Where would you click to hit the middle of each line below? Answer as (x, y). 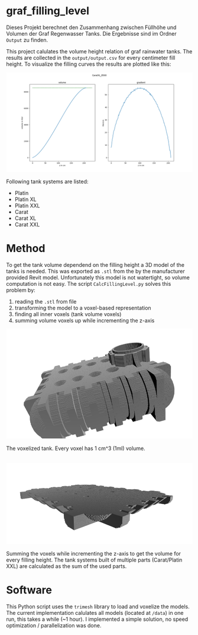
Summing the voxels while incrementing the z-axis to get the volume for (94, 553)
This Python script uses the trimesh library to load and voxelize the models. (98, 607)
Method (26, 248)
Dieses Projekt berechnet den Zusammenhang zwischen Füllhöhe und (91, 27)
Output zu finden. (27, 40)
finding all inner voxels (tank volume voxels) (68, 314)
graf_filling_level (48, 11)
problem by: (21, 290)
